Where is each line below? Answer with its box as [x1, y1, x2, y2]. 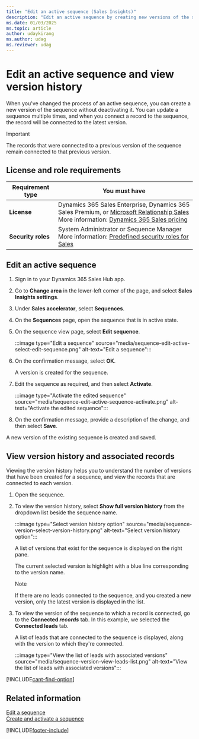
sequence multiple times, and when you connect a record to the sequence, [6, 112, 190, 120]
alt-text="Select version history [104, 527, 181, 534]
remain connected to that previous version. [6, 148, 111, 155]
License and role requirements [6, 165, 121, 175]
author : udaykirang [6, 31, 54, 37]
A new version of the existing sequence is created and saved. [6, 434, 157, 441]
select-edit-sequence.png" [14, 346, 81, 353]
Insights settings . [14, 294, 59, 301]
